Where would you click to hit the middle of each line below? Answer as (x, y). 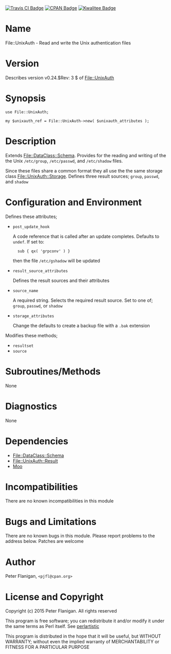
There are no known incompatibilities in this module (59, 501)
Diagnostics (31, 406)
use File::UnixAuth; (27, 112)
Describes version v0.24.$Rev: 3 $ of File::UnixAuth (60, 78)
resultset (23, 346)
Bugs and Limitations (51, 522)
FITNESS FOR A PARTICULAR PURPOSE (47, 647)
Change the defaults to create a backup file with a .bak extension (81, 325)
